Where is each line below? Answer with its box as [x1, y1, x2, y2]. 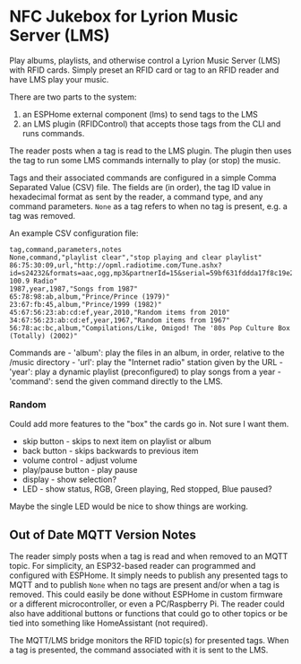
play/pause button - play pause [21, 465, 138, 476]
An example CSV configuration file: [9, 227, 139, 239]
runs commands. [21, 127, 85, 138]
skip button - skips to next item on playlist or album [21, 436, 212, 447]
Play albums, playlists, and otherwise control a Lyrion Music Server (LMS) [9, 55, 280, 66]
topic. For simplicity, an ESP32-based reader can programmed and [9, 561, 256, 572]
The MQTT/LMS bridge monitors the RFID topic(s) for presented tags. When [9, 635, 289, 646]
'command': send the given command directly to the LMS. [9, 375, 223, 387]
